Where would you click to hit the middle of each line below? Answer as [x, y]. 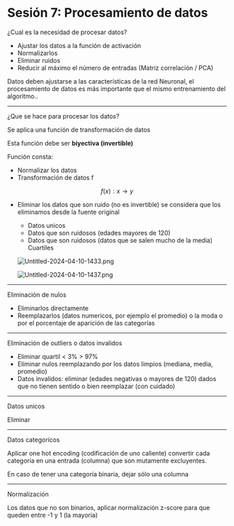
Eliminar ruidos [39, 60]
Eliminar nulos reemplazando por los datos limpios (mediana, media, [115, 364]
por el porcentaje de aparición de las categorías [86, 323]
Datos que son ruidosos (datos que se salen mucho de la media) [120, 240]
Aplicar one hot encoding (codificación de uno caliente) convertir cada [109, 453]
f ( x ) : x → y [117, 191]
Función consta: [30, 156]
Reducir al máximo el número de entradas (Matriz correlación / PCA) [115, 68]
